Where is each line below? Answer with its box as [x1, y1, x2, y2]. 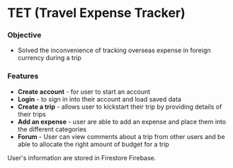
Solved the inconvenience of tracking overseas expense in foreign [17, 46, 211, 54]
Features [7, 71, 39, 81]
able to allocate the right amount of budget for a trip [17, 140, 170, 148]
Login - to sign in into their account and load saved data [17, 95, 182, 103]
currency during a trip [17, 54, 81, 62]
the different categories [17, 125, 87, 133]
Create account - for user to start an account [17, 87, 151, 96]
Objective [7, 30, 42, 40]
